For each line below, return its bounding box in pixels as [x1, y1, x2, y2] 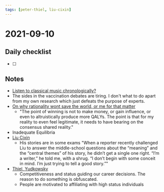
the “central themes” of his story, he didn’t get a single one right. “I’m [19, 150, 160, 156]
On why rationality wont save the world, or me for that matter [12, 103, 136, 109]
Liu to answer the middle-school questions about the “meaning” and [19, 145, 158, 151]
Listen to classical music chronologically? [12, 88, 97, 94]
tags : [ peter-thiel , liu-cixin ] [5, 7, 71, 12]
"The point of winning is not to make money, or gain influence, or [19, 109, 151, 115]
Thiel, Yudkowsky [12, 166, 48, 172]
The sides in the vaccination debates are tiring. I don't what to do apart [12, 93, 156, 99]
